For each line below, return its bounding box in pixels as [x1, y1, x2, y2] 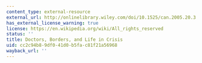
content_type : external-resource [6, 8, 91, 15]
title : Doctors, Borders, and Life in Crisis [6, 37, 123, 43]
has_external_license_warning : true [6, 20, 99, 26]
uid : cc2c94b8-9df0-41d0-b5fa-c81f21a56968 [6, 43, 118, 49]
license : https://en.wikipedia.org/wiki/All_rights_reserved [6, 25, 164, 32]
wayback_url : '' [6, 48, 47, 54]
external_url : [6, 14, 42, 20]
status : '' [6, 31, 34, 37]
